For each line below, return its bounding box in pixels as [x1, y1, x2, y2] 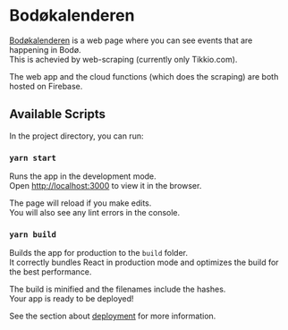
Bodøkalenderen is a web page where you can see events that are [9, 35, 253, 46]
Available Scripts [9, 106, 106, 122]
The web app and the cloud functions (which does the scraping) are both [9, 71, 279, 81]
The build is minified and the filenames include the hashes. [9, 283, 226, 295]
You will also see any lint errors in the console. [9, 207, 181, 218]
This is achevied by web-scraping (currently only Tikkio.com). [9, 54, 238, 64]
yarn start [9, 153, 56, 163]
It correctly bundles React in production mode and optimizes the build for [9, 257, 279, 268]
